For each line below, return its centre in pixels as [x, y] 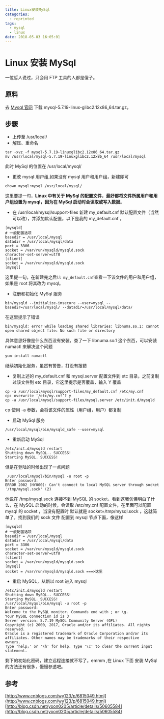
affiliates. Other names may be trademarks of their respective [72, 638]
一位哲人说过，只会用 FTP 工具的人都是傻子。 [51, 77]
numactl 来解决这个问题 [29, 346]
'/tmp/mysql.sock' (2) [28, 489]
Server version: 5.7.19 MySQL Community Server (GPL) [61, 621]
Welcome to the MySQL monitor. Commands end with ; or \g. [67, 612]
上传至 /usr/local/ [30, 137]
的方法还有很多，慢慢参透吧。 [35, 667]
